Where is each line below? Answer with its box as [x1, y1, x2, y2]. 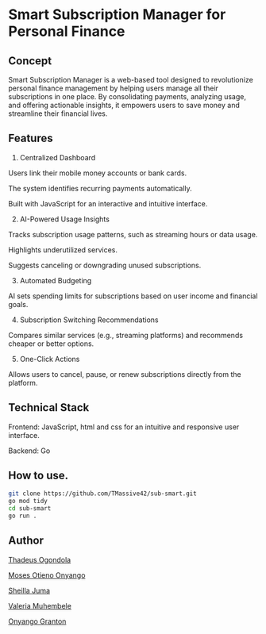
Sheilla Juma [8, 586, 50, 595]
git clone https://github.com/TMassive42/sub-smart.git [8, 490, 197, 498]
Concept [8, 54, 52, 67]
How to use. [8, 469, 69, 482]
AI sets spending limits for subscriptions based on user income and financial [8, 291, 258, 301]
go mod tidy [8, 498, 48, 505]
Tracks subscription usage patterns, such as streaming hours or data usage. [8, 229, 258, 239]
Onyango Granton [8, 617, 67, 626]
